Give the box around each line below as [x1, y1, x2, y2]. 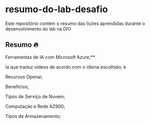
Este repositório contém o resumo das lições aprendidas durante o [5, 20, 145, 26]
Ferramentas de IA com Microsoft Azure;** [5, 54, 95, 60]
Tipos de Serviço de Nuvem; [5, 93, 65, 100]
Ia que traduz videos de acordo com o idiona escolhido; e [5, 64, 127, 70]
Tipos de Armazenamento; [5, 113, 61, 119]
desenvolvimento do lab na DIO [5, 25, 71, 32]
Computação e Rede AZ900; [5, 103, 65, 109]
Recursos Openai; [5, 74, 43, 80]
